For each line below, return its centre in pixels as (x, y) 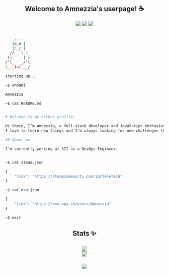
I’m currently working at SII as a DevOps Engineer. (62, 149)
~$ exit (13, 217)
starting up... (21, 76)
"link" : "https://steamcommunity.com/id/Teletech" (68, 176)
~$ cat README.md (23, 103)
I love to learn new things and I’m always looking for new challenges (82, 131)
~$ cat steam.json (24, 162)
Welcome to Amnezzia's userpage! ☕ (84, 9)
